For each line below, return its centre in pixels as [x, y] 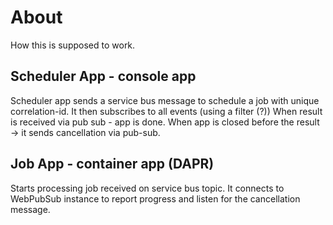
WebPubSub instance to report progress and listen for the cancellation [155, 198]
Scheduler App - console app [103, 76]
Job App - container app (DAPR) [112, 164]
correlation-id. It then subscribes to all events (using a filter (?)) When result [166, 111]
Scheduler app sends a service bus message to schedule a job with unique [165, 100]
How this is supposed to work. [73, 45]
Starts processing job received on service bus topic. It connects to [147, 188]
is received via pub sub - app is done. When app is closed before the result [165, 122]
